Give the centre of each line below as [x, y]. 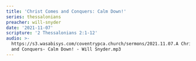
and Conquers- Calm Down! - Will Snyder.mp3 [66, 49]
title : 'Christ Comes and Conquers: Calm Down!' [66, 11]
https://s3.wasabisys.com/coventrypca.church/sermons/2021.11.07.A [95, 44]
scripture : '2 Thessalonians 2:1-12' [52, 33]
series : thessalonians [34, 17]
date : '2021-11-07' [30, 28]
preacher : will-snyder [34, 22]
